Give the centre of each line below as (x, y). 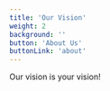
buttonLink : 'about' (48, 51)
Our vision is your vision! (55, 77)
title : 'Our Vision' (48, 18)
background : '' (38, 34)
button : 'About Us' (46, 43)
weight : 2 (28, 26)
